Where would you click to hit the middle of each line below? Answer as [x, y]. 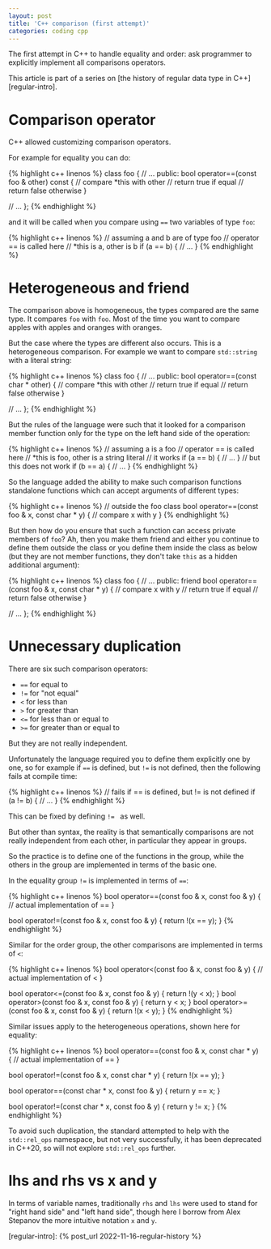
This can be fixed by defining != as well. [77, 816]
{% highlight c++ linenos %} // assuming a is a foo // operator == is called [131, 449]
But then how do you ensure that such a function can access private [122, 531]
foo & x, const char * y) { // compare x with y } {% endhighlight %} [119, 515]
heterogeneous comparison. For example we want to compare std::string [133, 352]
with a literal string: [40, 361]
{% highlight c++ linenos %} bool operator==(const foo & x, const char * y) [133, 1051]
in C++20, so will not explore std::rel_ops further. [92, 1148]
